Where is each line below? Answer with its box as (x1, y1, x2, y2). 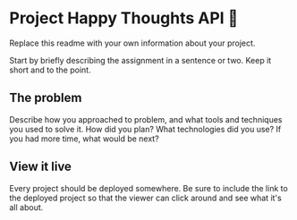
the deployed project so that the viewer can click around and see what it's (9, 192, 282, 203)
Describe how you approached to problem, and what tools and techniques (9, 114, 283, 124)
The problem (9, 90, 82, 106)
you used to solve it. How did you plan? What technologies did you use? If (9, 123, 282, 134)
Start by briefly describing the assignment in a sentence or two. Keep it (9, 55, 272, 65)
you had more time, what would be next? (9, 133, 159, 144)
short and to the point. (9, 64, 91, 75)
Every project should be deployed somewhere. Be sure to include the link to (9, 182, 288, 193)
